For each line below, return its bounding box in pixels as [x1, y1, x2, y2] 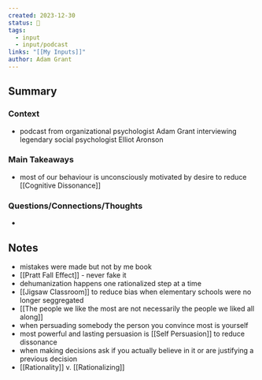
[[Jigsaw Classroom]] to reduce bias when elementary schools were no [19, 287, 252, 296]
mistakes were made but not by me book [19, 262, 152, 271]
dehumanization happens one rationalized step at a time [19, 278, 202, 288]
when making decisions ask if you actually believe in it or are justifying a [19, 345, 254, 355]
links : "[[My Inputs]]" [8, 48, 87, 56]
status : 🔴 [8, 19, 41, 27]
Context [8, 108, 40, 119]
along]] [19, 312, 43, 322]
